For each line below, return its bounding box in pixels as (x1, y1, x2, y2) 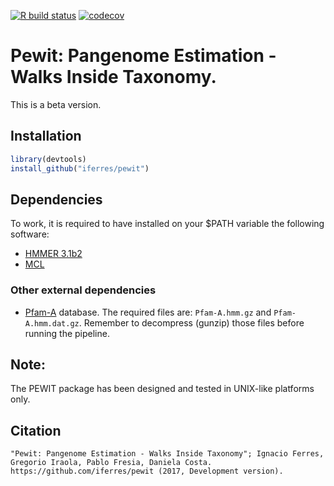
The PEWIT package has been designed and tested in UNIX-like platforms (10, 383, 315, 395)
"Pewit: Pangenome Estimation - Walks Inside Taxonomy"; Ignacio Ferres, (10, 449, 325, 459)
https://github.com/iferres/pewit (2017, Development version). (10, 466, 284, 477)
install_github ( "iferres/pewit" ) (10, 163, 150, 174)
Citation (10, 422, 62, 439)
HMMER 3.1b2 (24, 248, 83, 260)
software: (10, 228, 50, 240)
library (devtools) (10, 154, 87, 164)
